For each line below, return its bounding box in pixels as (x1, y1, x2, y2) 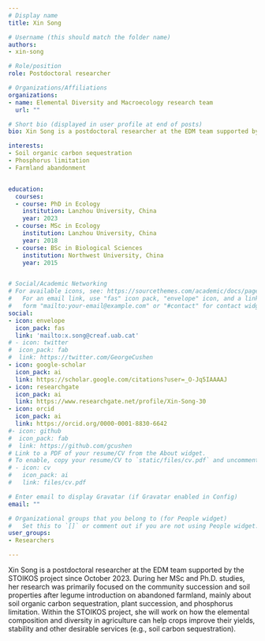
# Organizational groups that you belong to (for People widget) (8, 514, 227, 522)
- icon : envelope (8, 317, 65, 324)
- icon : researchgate (8, 383, 80, 391)
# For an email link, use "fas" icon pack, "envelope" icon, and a (8, 294, 242, 303)
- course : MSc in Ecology (15, 222, 101, 230)
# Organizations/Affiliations (8, 84, 108, 92)
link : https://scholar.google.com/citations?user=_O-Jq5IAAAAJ (15, 375, 227, 384)
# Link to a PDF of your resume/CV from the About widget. (8, 449, 207, 457)
